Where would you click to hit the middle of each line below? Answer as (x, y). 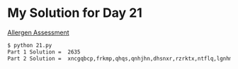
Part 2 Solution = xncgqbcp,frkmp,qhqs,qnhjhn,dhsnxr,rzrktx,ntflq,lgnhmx (121, 58)
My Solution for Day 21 (75, 13)
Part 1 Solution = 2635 (44, 52)
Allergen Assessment (38, 32)
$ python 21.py (30, 45)
